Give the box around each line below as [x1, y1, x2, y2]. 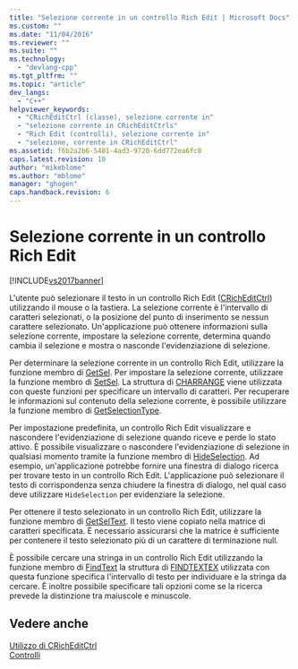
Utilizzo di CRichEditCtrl [9, 639, 98, 650]
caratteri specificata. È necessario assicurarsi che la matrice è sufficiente [9, 525, 280, 536]
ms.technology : [9, 55, 66, 64]
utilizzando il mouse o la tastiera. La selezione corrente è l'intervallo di [9, 302, 268, 313]
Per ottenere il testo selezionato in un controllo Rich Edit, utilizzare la [9, 506, 262, 517]
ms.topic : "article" [9, 80, 87, 89]
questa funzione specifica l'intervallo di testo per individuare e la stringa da [9, 570, 287, 582]
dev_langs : [9, 88, 50, 97]
